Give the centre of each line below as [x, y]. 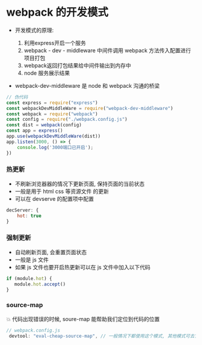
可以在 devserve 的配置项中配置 [54, 198]
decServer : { [23, 210]
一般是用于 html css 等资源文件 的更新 [62, 191]
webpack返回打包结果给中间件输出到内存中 [77, 65]
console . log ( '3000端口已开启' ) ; [55, 147]
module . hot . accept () [40, 284]
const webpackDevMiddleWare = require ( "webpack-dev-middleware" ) [90, 108]
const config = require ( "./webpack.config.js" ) [67, 120]
